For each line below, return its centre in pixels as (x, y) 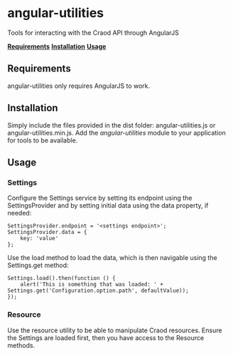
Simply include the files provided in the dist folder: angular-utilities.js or (112, 125)
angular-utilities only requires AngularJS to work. (79, 86)
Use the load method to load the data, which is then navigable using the (113, 258)
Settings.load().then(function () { (61, 278)
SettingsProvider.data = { (47, 232)
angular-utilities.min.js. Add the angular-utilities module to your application (116, 133)
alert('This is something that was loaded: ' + (92, 285)
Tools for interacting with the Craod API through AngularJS (93, 33)
